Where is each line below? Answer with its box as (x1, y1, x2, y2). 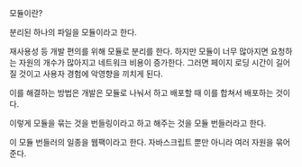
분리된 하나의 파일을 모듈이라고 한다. (9, 27, 137, 38)
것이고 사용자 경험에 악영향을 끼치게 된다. (18, 68, 164, 79)
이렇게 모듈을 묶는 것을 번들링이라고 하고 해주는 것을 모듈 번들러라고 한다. (9, 118, 267, 128)
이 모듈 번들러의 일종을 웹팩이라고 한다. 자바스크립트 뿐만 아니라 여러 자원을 (9, 137, 274, 147)
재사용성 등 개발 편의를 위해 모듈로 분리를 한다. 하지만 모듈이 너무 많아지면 (9, 46, 269, 57)
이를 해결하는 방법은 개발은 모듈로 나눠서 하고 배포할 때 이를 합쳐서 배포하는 (9, 88, 274, 98)
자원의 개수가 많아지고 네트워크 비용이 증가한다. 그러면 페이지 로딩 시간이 (18, 57, 274, 67)
